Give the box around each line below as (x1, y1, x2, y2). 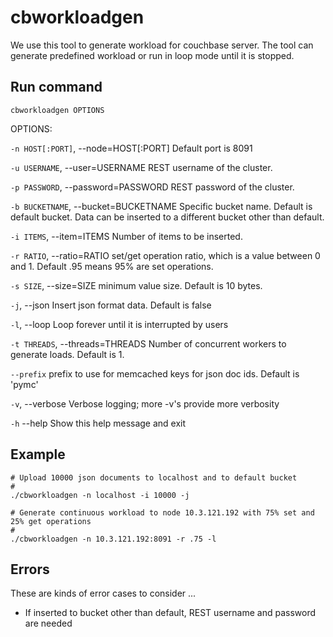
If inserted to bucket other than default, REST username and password (24, 607, 317, 619)
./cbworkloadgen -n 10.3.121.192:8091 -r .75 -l (10, 534, 217, 544)
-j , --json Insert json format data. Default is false (10, 299, 212, 311)
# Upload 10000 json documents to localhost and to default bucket (10, 472, 298, 483)
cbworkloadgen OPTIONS (10, 105, 105, 115)
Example (10, 446, 66, 463)
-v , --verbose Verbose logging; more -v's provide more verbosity (10, 397, 280, 410)
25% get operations (10, 516, 92, 526)
